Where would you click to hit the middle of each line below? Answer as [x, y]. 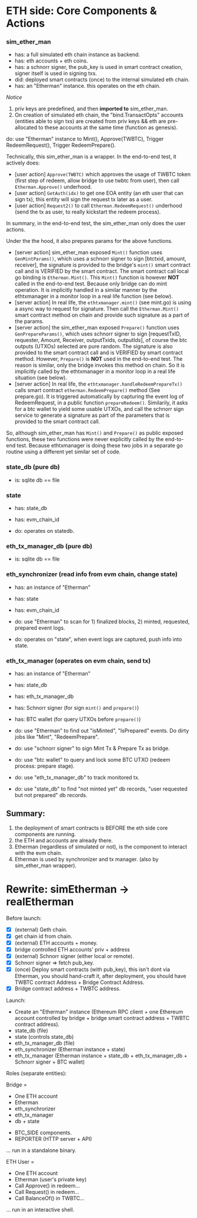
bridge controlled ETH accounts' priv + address [72, 949]
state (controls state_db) [44, 1037]
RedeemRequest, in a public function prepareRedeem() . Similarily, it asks [101, 403]
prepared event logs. [40, 628]
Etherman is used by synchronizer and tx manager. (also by [86, 859]
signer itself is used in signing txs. [56, 73]
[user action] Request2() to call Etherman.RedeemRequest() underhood [98, 206]
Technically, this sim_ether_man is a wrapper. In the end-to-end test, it [91, 157]
